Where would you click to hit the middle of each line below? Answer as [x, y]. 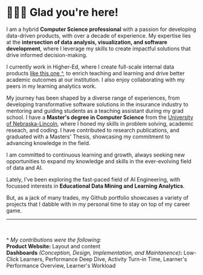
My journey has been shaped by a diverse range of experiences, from [93, 98]
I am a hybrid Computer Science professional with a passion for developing [101, 29]
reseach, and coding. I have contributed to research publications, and [93, 130]
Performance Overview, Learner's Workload [61, 265]
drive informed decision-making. [47, 55]
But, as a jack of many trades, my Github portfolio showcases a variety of [98, 197]
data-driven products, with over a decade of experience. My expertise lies [99, 35]
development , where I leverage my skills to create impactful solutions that [99, 49]
